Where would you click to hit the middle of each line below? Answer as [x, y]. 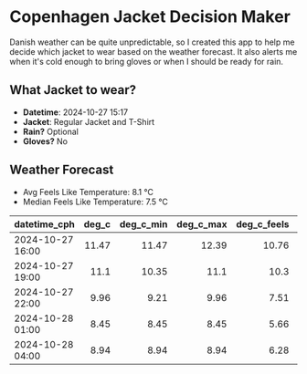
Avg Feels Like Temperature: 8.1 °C [88, 192]
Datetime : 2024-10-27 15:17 [75, 112]
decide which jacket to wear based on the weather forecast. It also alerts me [153, 51]
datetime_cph [45, 223]
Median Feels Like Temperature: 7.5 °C [95, 202]
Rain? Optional [51, 131]
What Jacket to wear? [73, 90]
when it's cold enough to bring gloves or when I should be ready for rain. [147, 61]
